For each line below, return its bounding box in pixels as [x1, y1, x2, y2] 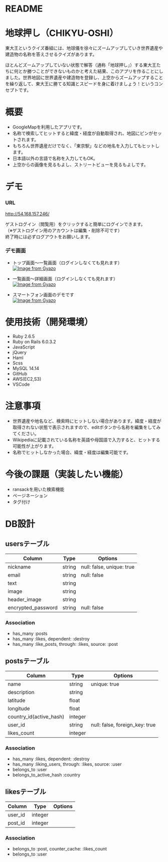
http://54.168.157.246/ [5, 211, 50, 217]
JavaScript [12, 344, 35, 350]
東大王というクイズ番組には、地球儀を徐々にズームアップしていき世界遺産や [5, 45, 163, 51]
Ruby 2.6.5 [12, 333, 35, 339]
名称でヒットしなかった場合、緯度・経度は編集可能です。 [12, 449, 131, 455]
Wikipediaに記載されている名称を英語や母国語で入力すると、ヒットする [12, 437, 160, 443]
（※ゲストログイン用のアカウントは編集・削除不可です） [5, 227, 122, 233]
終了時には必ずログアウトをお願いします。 [5, 234, 93, 240]
